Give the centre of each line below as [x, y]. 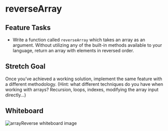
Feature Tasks [28, 28]
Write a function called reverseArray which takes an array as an [79, 40]
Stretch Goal [25, 67]
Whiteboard [25, 111]
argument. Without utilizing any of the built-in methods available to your [87, 45]
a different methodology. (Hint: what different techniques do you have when [84, 84]
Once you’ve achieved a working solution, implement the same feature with [84, 79]
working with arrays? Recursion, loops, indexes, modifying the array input [82, 89]
